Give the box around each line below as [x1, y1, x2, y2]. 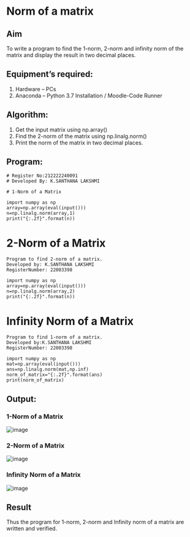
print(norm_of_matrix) [6, 377, 64, 383]
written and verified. [6, 525, 58, 532]
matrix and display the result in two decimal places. [6, 51, 136, 59]
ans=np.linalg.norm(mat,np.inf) [6, 366, 89, 373]
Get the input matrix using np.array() [15, 126, 108, 133]
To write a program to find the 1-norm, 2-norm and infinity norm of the [6, 45, 184, 52]
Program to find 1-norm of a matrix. [6, 334, 103, 340]
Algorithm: [6, 110, 48, 120]
